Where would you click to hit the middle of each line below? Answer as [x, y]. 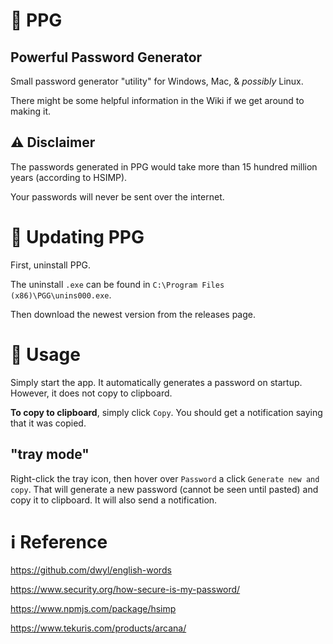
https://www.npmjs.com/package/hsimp [93, 609]
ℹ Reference [59, 541]
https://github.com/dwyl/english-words [91, 570]
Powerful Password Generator [106, 57]
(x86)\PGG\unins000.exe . [61, 295]
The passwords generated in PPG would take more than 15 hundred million [164, 166]
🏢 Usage [45, 354]
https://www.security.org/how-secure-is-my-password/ [125, 590]
